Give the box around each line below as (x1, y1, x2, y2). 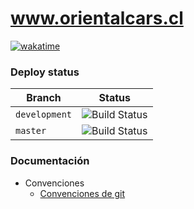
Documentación (10, 154, 90, 168)
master (15, 125, 47, 137)
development (15, 109, 73, 121)
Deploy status (10, 65, 80, 79)
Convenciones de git (39, 187, 126, 199)
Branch (26, 91, 62, 105)
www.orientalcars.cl (10, 7, 184, 30)
